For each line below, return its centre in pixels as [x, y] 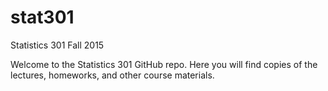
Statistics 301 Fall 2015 [57, 45]
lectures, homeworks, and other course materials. [112, 75]
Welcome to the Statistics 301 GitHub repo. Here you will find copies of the [164, 64]
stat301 [42, 17]
